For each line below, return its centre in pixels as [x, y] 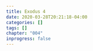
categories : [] [25, 22]
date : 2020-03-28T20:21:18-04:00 [47, 17]
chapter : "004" [25, 33]
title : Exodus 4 [26, 11]
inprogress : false [28, 39]
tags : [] [17, 28]
